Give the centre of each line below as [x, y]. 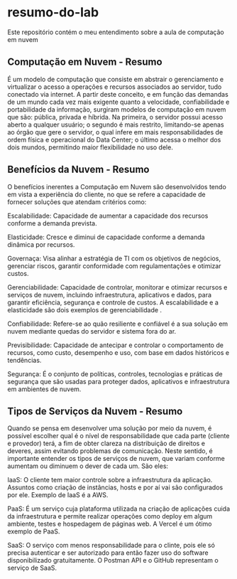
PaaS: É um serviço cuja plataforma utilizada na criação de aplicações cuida [119, 509]
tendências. [24, 360]
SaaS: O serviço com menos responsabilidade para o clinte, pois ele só [111, 546]
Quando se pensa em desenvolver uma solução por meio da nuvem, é [110, 428]
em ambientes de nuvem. [44, 389]
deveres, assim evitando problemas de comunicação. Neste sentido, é [110, 451]
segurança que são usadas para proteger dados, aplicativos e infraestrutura [118, 381]
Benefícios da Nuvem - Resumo [78, 170]
